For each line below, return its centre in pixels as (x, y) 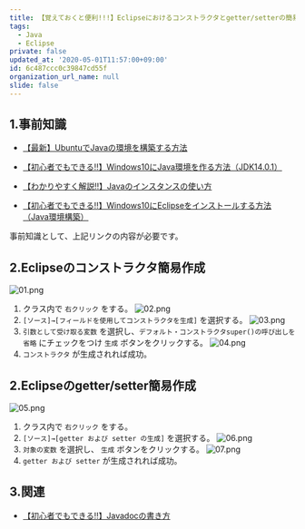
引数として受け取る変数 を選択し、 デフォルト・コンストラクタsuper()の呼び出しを (159, 331)
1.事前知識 (38, 125)
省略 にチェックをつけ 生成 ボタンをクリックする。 (115, 343)
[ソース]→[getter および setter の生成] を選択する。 (118, 438)
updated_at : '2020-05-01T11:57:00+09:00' (89, 60)
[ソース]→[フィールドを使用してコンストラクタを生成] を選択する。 (135, 320)
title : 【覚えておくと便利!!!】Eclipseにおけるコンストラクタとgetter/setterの (148, 18)
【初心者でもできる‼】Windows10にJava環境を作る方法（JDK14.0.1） (152, 167)
